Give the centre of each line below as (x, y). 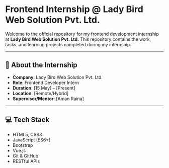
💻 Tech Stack (27, 120)
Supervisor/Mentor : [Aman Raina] (48, 99)
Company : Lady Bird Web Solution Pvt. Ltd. (58, 77)
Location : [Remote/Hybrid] (40, 93)
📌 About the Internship (41, 65)
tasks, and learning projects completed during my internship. (68, 44)
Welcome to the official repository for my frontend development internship (82, 34)
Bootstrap (23, 145)
